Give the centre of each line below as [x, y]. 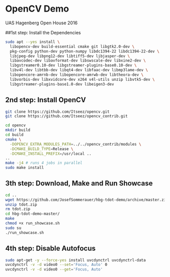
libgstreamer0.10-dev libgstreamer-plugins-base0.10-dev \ [73, 65]
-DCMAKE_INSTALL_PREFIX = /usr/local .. [51, 154]
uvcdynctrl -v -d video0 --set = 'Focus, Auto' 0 [56, 265]
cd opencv [16, 125]
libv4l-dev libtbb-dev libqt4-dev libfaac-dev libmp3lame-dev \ [79, 70]
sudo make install [25, 168]
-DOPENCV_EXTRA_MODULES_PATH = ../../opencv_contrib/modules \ [76, 144]
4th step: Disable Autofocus [51, 248]
